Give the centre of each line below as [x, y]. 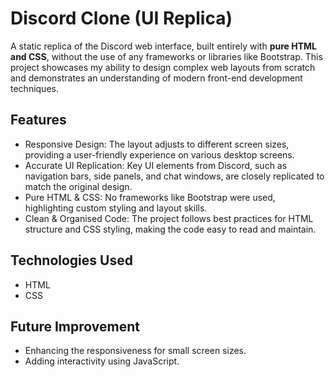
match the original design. [78, 186]
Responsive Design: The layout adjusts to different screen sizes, [157, 144]
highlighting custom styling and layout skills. [116, 208]
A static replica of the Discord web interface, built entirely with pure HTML [163, 46]
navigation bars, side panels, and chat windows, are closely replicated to [174, 176]
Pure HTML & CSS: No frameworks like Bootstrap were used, [150, 197]
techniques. [34, 88]
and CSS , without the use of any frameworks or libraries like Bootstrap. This [166, 56]
